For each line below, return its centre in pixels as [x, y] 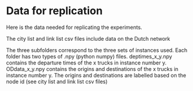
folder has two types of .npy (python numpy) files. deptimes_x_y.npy [89, 56]
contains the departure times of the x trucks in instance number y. [86, 63]
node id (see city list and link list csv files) [57, 82]
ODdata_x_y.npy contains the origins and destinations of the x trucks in [92, 69]
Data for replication [55, 11]
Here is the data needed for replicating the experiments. [74, 27]
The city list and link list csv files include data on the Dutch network [88, 38]
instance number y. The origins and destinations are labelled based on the [96, 75]
